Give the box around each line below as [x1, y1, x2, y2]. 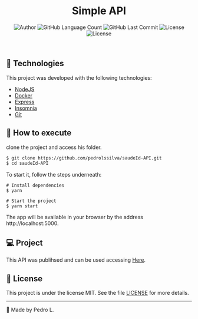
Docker [14, 92, 33, 99]
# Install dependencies [6, 183, 65, 188]
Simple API [71, 4, 127, 18]
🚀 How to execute [6, 128, 72, 138]
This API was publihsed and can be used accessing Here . [6, 256, 146, 263]
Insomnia [14, 105, 37, 112]
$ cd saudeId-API [6, 161, 49, 167]
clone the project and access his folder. [6, 144, 102, 151]
